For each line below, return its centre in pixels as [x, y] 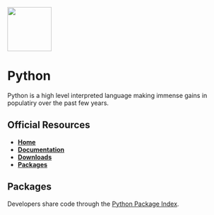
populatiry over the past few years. [58, 103]
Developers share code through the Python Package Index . [93, 204]
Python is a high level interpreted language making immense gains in [107, 95]
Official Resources [49, 125]
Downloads [35, 157]
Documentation [41, 149]
